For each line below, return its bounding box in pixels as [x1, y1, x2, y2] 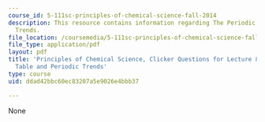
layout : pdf [8, 48, 47, 56]
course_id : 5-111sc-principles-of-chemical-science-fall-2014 [8, 11, 217, 20]
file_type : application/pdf [8, 41, 101, 49]
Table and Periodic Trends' [15, 63, 108, 71]
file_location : [8, 33, 58, 42]
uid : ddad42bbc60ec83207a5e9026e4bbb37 [8, 77, 140, 85]
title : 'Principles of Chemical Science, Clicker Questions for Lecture [8, 56, 252, 64]
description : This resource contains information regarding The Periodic [8, 19, 256, 27]
